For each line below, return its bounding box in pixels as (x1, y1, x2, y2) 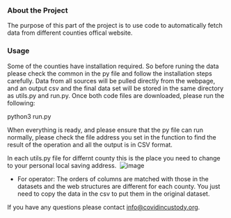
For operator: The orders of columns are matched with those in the (17, 174, 209, 183)
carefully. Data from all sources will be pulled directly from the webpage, (7, 76, 216, 85)
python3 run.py (7, 112, 51, 120)
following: (7, 99, 35, 107)
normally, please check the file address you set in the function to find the (7, 133, 217, 141)
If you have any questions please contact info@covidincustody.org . (7, 203, 200, 211)
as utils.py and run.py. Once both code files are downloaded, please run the (7, 91, 225, 99)
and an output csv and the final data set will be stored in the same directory (7, 84, 224, 92)
